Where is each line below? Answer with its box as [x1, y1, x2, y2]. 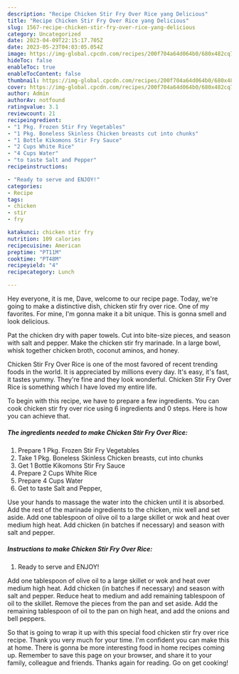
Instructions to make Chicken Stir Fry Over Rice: [7, 544, 153, 553]
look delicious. [7, 317, 50, 326]
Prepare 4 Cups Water [17, 476, 83, 485]
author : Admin [7, 90, 50, 97]
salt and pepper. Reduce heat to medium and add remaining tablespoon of [7, 591, 225, 600]
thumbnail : [7, 76, 40, 84]
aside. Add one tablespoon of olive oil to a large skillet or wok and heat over [7, 513, 230, 521]
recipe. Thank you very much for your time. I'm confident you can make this [7, 635, 230, 644]
